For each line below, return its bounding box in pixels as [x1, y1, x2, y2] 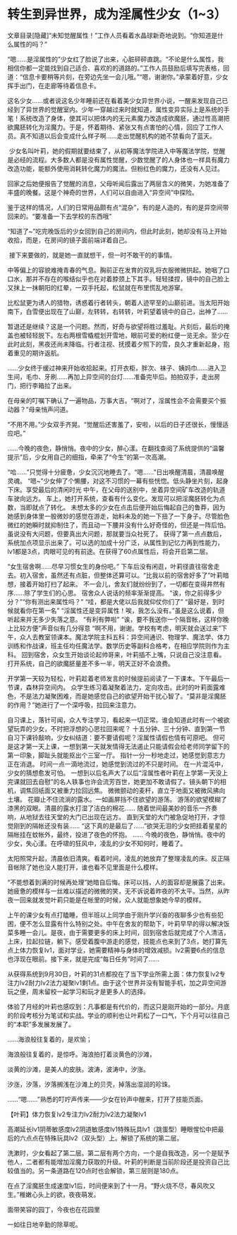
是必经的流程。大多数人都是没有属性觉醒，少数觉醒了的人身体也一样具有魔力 [7, 155, 230, 164]
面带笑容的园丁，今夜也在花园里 [7, 1205, 100, 1214]
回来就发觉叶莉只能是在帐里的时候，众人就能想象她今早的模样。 [19, 896, 205, 904]
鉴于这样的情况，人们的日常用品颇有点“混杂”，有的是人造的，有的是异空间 [7, 203, 224, 212]
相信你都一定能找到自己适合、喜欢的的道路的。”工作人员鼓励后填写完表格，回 [7, 64, 230, 72]
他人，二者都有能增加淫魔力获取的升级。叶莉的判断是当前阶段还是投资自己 [7, 1157, 224, 1166]
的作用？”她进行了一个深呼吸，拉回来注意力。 [7, 700, 140, 709]
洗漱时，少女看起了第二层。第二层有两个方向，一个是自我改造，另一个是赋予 [7, 1148, 230, 1157]
